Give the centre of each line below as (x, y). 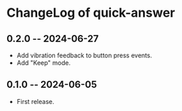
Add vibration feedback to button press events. (84, 55)
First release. (35, 101)
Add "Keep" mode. (44, 63)
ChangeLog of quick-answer (91, 13)
